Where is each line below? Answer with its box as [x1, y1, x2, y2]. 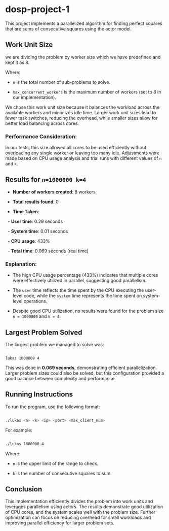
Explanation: [5, 260, 37, 268]
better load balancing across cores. [5, 120, 79, 126]
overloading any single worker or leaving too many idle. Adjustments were [5, 150, 160, 156]
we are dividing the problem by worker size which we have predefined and [5, 54, 161, 60]
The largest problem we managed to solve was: [5, 341, 104, 347]
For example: [5, 427, 33, 433]
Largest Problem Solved [5, 328, 82, 337]
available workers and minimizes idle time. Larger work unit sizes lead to [5, 109, 156, 115]
